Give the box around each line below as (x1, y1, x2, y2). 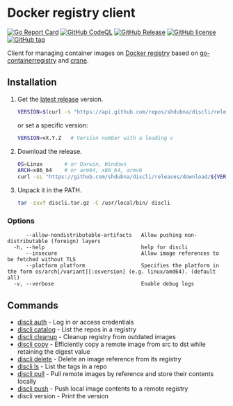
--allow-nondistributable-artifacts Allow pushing (25, 232, 182, 239)
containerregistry (7, 56, 57, 64)
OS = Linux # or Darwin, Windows (17, 160, 127, 168)
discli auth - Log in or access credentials (17, 318, 134, 327)
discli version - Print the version (17, 392, 109, 400)
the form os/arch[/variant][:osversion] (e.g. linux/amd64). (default (7, 268, 216, 276)
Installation (7, 77, 57, 88)
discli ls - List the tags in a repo (17, 362, 108, 370)
